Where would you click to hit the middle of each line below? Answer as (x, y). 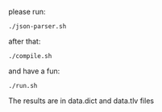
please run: (27, 12)
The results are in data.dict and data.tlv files (81, 101)
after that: (25, 41)
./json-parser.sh (37, 27)
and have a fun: (34, 71)
